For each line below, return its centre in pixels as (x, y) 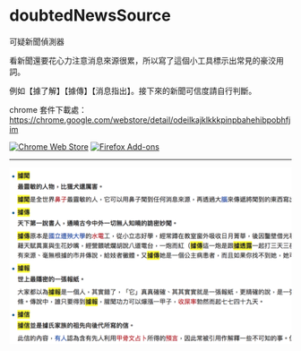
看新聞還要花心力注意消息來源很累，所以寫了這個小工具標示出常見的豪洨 (142, 60)
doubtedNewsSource (90, 16)
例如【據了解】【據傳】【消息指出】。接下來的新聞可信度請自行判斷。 (133, 90)
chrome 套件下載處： (48, 109)
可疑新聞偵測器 (37, 41)
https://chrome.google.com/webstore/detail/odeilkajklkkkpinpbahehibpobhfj (150, 120)
